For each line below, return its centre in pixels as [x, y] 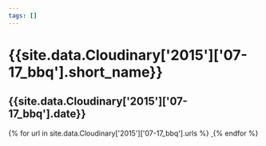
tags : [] [23, 16]
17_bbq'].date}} [47, 114]
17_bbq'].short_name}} [86, 72]
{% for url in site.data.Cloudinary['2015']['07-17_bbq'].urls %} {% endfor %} [133, 133]
